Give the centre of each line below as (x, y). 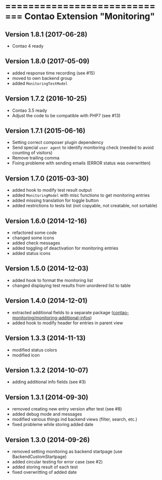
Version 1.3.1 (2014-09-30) (47, 397)
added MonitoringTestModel (40, 83)
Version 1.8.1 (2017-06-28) (46, 34)
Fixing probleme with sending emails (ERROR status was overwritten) (81, 163)
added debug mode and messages (47, 414)
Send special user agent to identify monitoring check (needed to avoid (83, 148)
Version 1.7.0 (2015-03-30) (47, 178)
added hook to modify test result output (52, 190)
